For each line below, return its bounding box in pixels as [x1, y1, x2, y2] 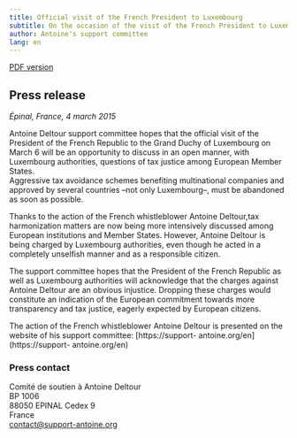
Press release [9, 88, 87, 103]
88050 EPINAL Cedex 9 [9, 400, 95, 411]
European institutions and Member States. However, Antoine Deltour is [9, 230, 266, 241]
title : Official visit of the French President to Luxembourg [9, 12, 243, 22]
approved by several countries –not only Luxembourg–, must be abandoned [9, 185, 285, 196]
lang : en [9, 37, 42, 47]
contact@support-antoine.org [9, 419, 118, 430]
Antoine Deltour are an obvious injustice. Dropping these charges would [9, 285, 271, 296]
